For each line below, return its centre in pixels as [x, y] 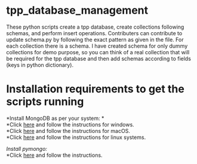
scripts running [45, 102]
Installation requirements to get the [96, 89]
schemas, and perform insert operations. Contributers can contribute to [94, 33]
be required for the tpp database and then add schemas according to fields [98, 58]
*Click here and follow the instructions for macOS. [68, 131]
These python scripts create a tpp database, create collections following [95, 27]
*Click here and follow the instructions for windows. [70, 124]
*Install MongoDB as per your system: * [55, 118]
